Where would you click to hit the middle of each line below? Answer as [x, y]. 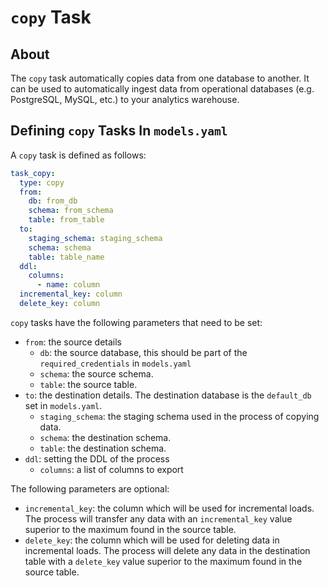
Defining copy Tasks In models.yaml [119, 131]
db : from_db [53, 201]
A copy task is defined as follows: [78, 155]
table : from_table [66, 220]
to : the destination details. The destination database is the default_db [168, 395]
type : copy [42, 182]
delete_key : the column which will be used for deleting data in [152, 540]
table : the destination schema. [103, 448]
